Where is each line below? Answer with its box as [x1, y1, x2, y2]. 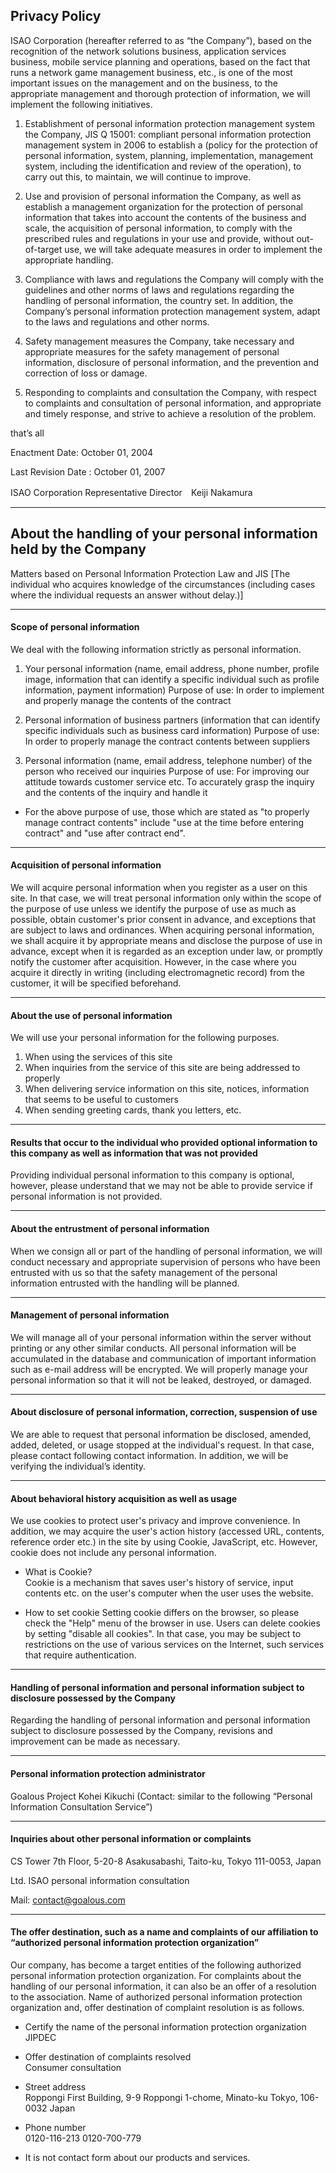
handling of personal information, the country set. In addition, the [24, 294, 294, 306]
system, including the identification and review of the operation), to [24, 160, 302, 172]
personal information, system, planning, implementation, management [24, 149, 314, 161]
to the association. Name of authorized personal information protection [10, 1991, 303, 2003]
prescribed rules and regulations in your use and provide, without [24, 232, 295, 244]
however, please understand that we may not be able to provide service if [10, 1180, 313, 1192]
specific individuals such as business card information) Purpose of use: [24, 724, 320, 736]
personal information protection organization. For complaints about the [10, 1970, 302, 1982]
